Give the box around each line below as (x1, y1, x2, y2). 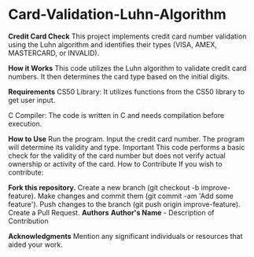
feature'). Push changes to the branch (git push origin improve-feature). (8, 199, 241, 209)
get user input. (8, 95, 56, 105)
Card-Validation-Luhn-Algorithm (8, 6, 226, 24)
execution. (8, 119, 42, 128)
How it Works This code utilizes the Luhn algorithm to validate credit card (8, 63, 247, 72)
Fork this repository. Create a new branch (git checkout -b (8, 182, 200, 192)
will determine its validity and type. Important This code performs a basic (8, 142, 245, 152)
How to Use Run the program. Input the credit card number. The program (8, 134, 245, 143)
